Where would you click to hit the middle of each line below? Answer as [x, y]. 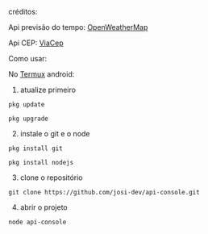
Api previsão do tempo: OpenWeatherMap [78, 27]
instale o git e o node [55, 134]
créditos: [23, 12]
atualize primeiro [48, 90]
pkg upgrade [28, 119]
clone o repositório [51, 178]
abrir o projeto [44, 207]
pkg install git [35, 148]
